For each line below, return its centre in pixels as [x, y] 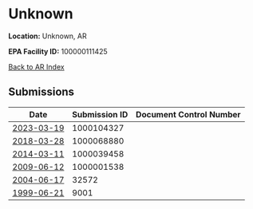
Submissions [41, 92]
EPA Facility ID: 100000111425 [58, 51]
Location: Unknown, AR [47, 36]
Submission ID [100, 114]
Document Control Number [188, 114]
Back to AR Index [37, 67]
